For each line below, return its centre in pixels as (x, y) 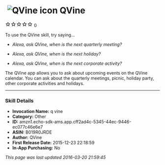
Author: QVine (27, 137)
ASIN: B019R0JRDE (32, 132)
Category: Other (29, 117)
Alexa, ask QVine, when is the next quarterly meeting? (67, 44)
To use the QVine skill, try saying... (40, 35)
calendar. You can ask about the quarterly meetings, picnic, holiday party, (80, 78)
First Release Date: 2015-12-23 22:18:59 (53, 143)
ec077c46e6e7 (27, 127)
